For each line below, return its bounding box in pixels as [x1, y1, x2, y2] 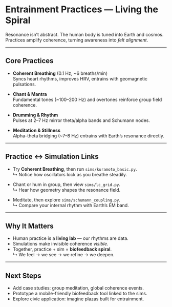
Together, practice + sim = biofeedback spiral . [12, 246, 112, 252]
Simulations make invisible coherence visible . [12, 241, 109, 247]
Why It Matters [5, 221, 54, 230]
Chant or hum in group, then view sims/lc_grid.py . [12, 181, 120, 188]
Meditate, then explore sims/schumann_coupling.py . [12, 196, 120, 203]
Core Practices [5, 56, 54, 65]
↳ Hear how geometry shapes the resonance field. [12, 187, 121, 193]
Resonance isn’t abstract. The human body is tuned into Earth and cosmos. [5, 31, 164, 37]
